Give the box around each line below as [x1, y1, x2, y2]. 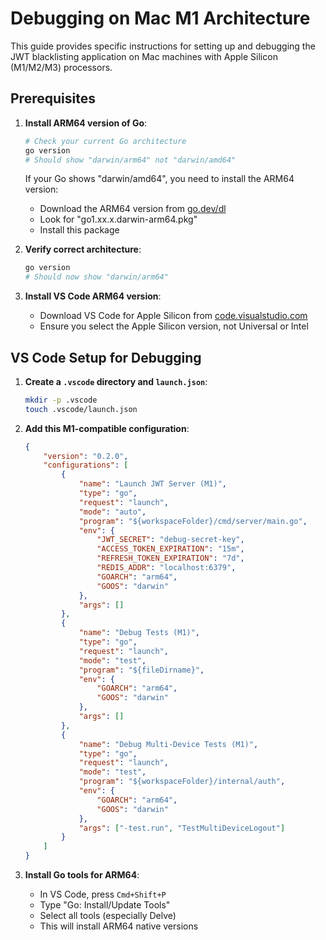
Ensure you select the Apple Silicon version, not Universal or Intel [39, 320, 309, 332]
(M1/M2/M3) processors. [10, 61, 113, 73]
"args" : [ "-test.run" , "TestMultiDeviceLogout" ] [78, 823, 286, 833]
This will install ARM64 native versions [39, 920, 199, 932]
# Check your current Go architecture [24, 136, 187, 146]
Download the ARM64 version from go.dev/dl [39, 203, 227, 215]
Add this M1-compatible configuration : [24, 422, 190, 434]
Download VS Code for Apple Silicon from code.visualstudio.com [39, 310, 308, 322]
